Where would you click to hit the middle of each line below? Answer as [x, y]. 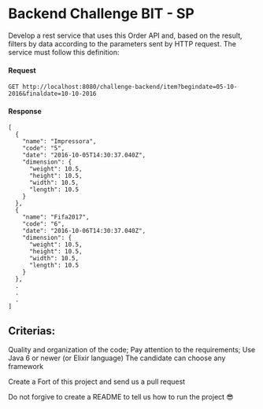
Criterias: [32, 331]
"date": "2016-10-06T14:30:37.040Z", [84, 231]
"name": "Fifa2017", [56, 217]
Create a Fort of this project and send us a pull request [97, 381]
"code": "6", [44, 224]
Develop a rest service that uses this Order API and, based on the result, [125, 35]
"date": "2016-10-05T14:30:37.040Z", [84, 155]
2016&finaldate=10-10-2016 [52, 94]
